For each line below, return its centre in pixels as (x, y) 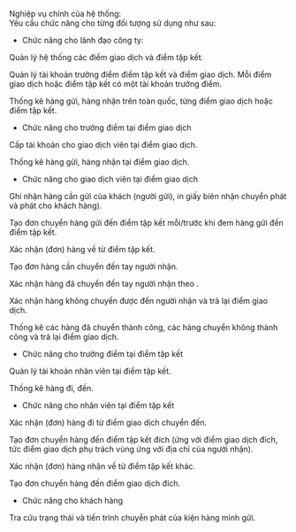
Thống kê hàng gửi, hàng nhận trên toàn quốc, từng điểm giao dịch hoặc (141, 101)
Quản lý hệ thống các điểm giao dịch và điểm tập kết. (106, 57)
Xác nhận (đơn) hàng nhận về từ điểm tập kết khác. (102, 466)
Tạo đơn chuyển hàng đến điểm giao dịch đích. (95, 483)
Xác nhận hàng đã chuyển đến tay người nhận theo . (104, 284)
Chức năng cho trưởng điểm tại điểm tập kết (102, 354)
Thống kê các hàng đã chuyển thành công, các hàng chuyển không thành (144, 327)
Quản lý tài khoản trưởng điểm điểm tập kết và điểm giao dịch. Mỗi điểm (140, 74)
